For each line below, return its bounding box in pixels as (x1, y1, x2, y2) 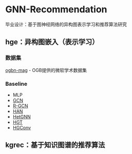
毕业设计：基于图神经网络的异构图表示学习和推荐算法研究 (5, 21, 127, 27)
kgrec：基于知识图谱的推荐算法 (5, 141, 105, 149)
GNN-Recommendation (5, 4, 107, 15)
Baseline (5, 80, 28, 87)
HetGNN (12, 113, 31, 120)
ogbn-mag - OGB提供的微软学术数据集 (5, 67, 87, 73)
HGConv (12, 124, 31, 130)
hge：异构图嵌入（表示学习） (5, 37, 99, 47)
